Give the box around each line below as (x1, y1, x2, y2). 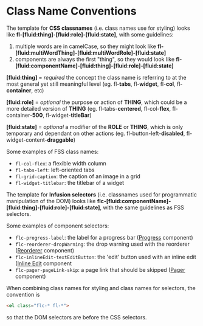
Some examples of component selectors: (6, 222, 109, 229)
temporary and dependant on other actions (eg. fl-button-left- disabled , (6, 130, 185, 137)
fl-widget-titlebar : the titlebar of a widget (15, 179, 125, 186)
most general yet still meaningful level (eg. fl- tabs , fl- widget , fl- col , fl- (6, 80, 183, 88)
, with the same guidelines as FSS (100, 204, 184, 211)
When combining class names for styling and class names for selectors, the (6, 284, 196, 291)
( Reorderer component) (15, 246, 75, 254)
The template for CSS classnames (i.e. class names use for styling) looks (6, 24, 190, 32)
